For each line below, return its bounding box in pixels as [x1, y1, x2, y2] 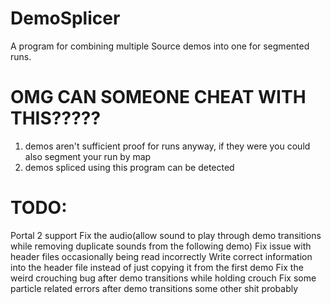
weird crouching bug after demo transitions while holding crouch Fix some [10, 272, 317, 284]
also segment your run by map [24, 150, 152, 162]
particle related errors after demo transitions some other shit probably [10, 282, 299, 294]
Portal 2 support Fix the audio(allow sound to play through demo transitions [10, 229, 322, 241]
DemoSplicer [10, 7, 121, 30]
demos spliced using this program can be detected [24, 161, 235, 173]
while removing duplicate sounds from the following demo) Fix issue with [10, 240, 312, 252]
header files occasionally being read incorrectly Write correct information [10, 250, 313, 262]
